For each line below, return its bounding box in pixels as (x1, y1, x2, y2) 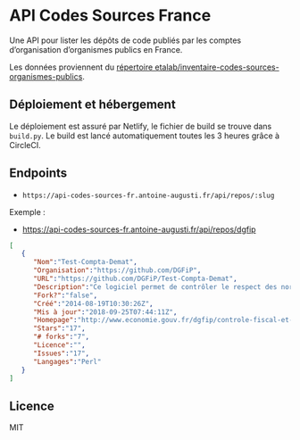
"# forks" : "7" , (32, 332, 90, 342)
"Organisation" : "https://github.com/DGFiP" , (32, 266, 202, 275)
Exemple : (9, 206, 46, 217)
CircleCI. (9, 139, 42, 150)
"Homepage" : (32, 316, 78, 325)
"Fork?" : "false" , (32, 291, 98, 300)
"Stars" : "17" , (32, 324, 87, 333)
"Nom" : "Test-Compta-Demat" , (32, 258, 138, 267)
